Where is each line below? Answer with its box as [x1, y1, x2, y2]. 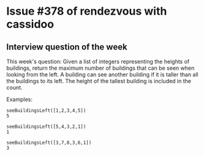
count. [6, 84, 23, 91]
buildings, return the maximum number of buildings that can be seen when [6, 64, 195, 72]
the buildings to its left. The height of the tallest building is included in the [6, 78, 192, 84]
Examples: [6, 96, 32, 103]
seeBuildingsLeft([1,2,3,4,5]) [6, 108, 86, 114]
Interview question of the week [6, 42, 127, 52]
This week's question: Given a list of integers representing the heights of [6, 58, 190, 65]
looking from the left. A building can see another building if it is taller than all [6, 71, 198, 78]
